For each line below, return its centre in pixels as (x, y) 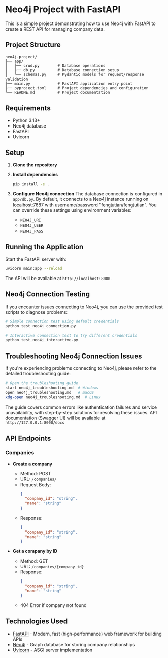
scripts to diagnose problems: (36, 312)
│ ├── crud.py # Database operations (55, 66)
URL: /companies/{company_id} (52, 567)
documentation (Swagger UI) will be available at (55, 418)
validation (17, 79)
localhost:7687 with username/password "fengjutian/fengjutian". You (85, 205)
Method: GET (34, 561)
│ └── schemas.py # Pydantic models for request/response (75, 74)
